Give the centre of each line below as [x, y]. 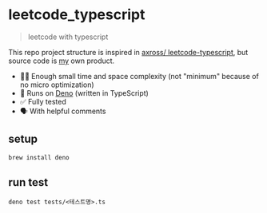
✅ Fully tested [43, 101]
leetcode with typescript [68, 37]
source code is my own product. [62, 61]
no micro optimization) [57, 85]
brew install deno [39, 157]
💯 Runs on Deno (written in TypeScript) [84, 93]
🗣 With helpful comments [63, 111]
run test [28, 182]
